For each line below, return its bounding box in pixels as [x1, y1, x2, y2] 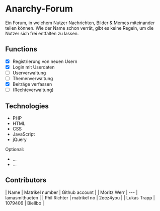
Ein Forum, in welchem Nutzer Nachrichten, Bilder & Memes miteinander [5, 20, 155, 26]
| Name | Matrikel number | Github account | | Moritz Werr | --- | [5, 189, 138, 195]
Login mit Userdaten [12, 64, 55, 70]
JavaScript [12, 131, 35, 137]
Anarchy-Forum [5, 3, 73, 15]
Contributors [5, 176, 47, 184]
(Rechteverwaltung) [12, 87, 54, 93]
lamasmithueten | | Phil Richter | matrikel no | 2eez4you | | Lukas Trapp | [5, 194, 155, 200]
